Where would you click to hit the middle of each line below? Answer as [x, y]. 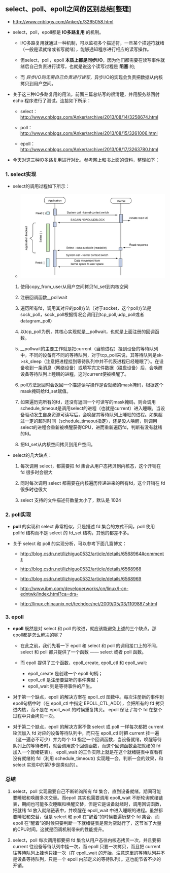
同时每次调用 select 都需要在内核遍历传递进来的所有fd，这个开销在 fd [93, 483]
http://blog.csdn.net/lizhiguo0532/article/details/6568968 [81, 569]
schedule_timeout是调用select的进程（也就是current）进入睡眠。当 [90, 408]
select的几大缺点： [32, 455]
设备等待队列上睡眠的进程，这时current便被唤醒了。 [75, 374]
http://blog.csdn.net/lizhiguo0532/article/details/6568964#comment [92, 554]
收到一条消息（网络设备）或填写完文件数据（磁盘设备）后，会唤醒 [94, 368]
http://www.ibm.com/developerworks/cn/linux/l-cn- [74, 589]
